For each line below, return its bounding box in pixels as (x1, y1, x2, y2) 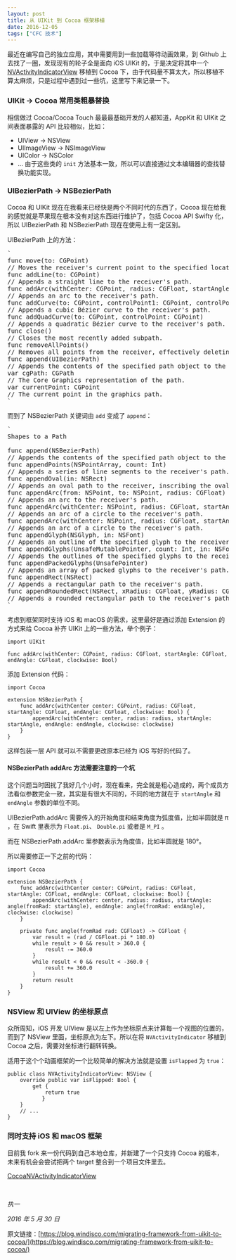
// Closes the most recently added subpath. (7, 333, 164, 342)
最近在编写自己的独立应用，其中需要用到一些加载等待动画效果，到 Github (7, 50, 219, 58)
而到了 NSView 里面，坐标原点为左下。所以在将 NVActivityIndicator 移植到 (7, 1033, 226, 1041)
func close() (7, 326, 53, 335)
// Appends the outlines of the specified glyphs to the (7, 552, 208, 560)
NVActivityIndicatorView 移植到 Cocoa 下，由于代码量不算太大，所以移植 (7, 68, 219, 76)
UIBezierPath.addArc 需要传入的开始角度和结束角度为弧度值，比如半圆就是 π (7, 813, 229, 822)
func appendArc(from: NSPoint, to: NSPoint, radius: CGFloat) (7, 488, 226, 497)
